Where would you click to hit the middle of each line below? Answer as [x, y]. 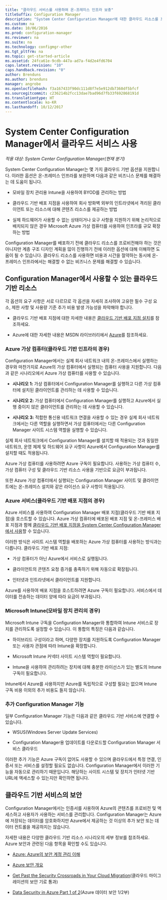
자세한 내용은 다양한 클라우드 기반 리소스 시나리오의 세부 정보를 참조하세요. [78, 837]
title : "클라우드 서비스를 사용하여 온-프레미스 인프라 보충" [59, 10]
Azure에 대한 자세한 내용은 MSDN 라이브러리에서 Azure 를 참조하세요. [80, 335]
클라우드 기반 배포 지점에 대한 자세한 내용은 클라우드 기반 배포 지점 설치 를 [83, 318]
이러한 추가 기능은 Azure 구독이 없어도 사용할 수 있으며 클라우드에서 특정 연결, [81, 759]
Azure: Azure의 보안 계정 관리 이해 [46, 854]
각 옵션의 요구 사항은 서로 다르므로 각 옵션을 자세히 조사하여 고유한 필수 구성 [79, 301]
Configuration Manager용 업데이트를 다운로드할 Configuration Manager [84, 742]
